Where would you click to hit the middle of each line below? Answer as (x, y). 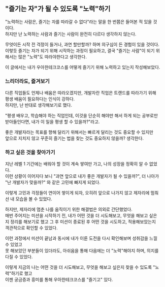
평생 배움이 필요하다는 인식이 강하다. (40, 99)
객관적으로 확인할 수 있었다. (32, 228)
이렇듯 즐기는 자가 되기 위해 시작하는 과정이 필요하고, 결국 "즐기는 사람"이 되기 (80, 50)
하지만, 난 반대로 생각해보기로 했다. (39, 105)
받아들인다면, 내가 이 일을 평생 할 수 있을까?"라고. (52, 122)
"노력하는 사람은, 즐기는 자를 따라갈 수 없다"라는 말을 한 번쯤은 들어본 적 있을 (79, 22)
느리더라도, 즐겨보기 (28, 81)
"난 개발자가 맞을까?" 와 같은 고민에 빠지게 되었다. (53, 182)
